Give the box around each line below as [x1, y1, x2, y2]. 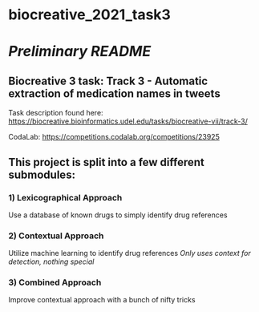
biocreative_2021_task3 [8, 6, 171, 24]
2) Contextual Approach [8, 230, 104, 241]
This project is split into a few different [8, 155, 204, 169]
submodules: [8, 168, 76, 181]
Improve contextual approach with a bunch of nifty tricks [8, 295, 196, 305]
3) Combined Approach [8, 277, 102, 288]
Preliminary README [8, 43, 152, 61]
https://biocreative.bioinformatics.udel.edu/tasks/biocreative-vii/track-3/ [8, 116, 249, 126]
